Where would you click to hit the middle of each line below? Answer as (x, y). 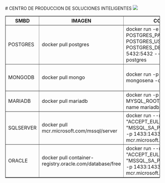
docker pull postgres (65, 45)
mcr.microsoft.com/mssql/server (80, 131)
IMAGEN (81, 21)
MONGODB (21, 77)
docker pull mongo (63, 77)
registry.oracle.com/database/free (81, 164)
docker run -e (142, 29)
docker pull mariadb (65, 101)
